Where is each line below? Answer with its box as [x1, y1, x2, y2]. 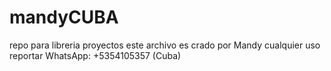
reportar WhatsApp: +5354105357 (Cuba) [9, 49, 182, 61]
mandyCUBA [9, 6, 119, 29]
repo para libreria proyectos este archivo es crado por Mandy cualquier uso [9, 39, 321, 51]
